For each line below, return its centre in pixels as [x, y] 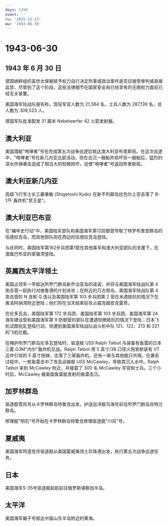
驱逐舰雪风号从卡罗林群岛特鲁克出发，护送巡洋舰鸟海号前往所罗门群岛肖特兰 [84, 404]
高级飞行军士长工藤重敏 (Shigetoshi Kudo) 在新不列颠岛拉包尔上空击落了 [79, 194]
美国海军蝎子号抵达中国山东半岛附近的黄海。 [51, 518]
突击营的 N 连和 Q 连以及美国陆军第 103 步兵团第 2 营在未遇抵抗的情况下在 [82, 296]
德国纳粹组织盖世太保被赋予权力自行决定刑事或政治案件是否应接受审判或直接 [84, 81]
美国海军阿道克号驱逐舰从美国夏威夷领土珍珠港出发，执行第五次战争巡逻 [79, 451]
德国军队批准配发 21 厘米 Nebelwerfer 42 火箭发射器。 [61, 121]
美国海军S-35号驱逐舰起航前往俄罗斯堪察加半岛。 [56, 487]
